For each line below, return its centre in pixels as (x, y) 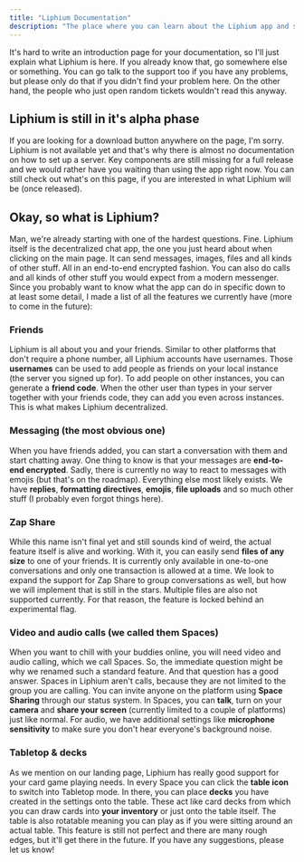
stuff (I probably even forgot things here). (86, 498)
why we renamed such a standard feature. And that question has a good (144, 672)
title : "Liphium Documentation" (70, 18)
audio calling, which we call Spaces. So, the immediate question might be (146, 662)
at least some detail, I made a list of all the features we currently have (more (151, 297)
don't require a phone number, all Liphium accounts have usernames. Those (152, 359)
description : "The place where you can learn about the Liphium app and (149, 26)
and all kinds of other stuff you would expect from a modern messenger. (144, 278)
